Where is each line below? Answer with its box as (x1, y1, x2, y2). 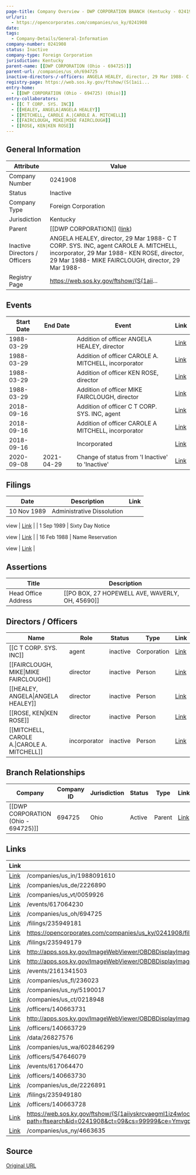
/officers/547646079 (26, 1053, 86, 1061)
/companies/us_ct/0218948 (26, 995, 104, 1003)
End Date (44, 321, 70, 329)
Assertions (6, 562, 47, 572)
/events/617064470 (26, 1062, 83, 1070)
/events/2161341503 (26, 966, 87, 975)
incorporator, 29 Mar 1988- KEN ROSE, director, (49, 248, 184, 257)
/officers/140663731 (26, 1004, 86, 1013)
